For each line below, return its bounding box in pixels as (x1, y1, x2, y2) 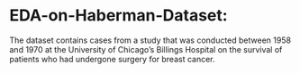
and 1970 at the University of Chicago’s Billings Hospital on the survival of (9, 44, 283, 54)
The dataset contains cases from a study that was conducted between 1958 (9, 35, 291, 45)
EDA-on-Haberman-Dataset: (9, 5, 228, 26)
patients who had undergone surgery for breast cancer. (9, 53, 215, 64)
